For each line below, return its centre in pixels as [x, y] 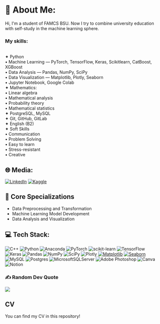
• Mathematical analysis [29, 98]
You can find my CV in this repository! [43, 316]
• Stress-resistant [23, 149]
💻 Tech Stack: [27, 235]
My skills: [16, 41]
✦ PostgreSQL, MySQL [28, 113]
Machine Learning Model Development [51, 213]
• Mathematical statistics [30, 108]
